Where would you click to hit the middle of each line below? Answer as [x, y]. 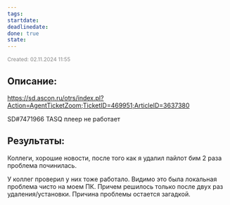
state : [17, 40]
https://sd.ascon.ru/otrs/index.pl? [56, 98]
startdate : [23, 20]
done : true [23, 33]
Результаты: [36, 141]
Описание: [32, 81]
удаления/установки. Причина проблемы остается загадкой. [99, 194]
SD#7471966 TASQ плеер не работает [64, 119]
